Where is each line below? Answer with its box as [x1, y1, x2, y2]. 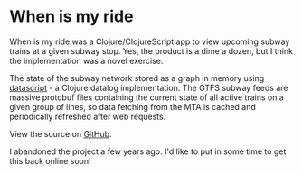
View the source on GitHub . [9, 128, 112, 139]
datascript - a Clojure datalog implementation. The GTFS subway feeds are [9, 82, 288, 93]
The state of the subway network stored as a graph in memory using [9, 72, 265, 83]
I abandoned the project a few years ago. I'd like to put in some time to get [9, 146, 287, 157]
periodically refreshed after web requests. [9, 111, 166, 122]
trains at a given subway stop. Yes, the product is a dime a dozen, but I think [9, 45, 294, 56]
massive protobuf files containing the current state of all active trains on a [9, 92, 285, 103]
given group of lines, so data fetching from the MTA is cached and [9, 101, 256, 112]
